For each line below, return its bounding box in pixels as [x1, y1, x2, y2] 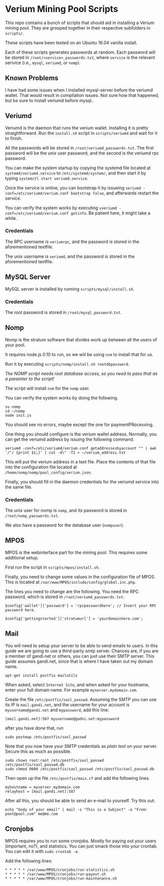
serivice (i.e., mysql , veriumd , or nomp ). [5, 60, 81, 65]
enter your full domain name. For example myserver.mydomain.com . [5, 687, 138, 693]
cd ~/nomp [5, 408, 25, 414]
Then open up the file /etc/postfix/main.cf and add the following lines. [5, 775, 150, 781]
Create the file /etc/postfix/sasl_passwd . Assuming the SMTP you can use [5, 696, 157, 702]
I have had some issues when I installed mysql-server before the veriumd [5, 87, 153, 93]
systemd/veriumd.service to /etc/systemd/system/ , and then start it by [5, 170, 146, 176]
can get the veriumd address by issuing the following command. [5, 436, 135, 442]
